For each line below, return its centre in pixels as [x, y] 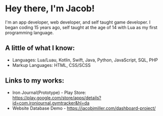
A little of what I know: [40, 48]
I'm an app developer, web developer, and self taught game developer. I [78, 22]
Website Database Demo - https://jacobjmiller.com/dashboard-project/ [84, 108]
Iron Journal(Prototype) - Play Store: [49, 92]
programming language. [30, 32]
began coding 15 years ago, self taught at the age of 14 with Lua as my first [81, 27]
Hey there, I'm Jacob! [50, 9]
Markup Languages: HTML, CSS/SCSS [51, 65]
